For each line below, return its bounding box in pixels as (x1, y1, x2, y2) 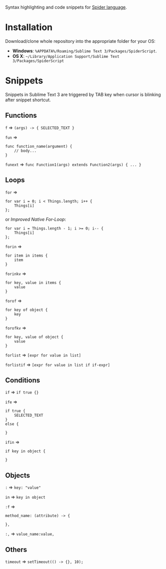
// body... (14, 148, 37, 153)
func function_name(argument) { (5, 144, 72, 149)
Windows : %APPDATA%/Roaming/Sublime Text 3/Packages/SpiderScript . (12, 47, 157, 54)
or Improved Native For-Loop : (5, 216, 66, 222)
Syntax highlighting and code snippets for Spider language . (5, 4, 127, 10)
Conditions (5, 376, 40, 384)
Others (5, 545, 27, 554)
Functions (5, 111, 37, 120)
